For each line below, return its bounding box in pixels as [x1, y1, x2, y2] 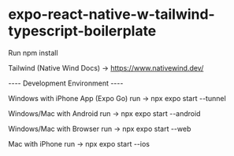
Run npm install [8, 48, 58, 57]
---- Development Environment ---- [8, 78, 124, 88]
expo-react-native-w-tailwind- [8, 5, 215, 24]
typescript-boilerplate [8, 22, 157, 40]
